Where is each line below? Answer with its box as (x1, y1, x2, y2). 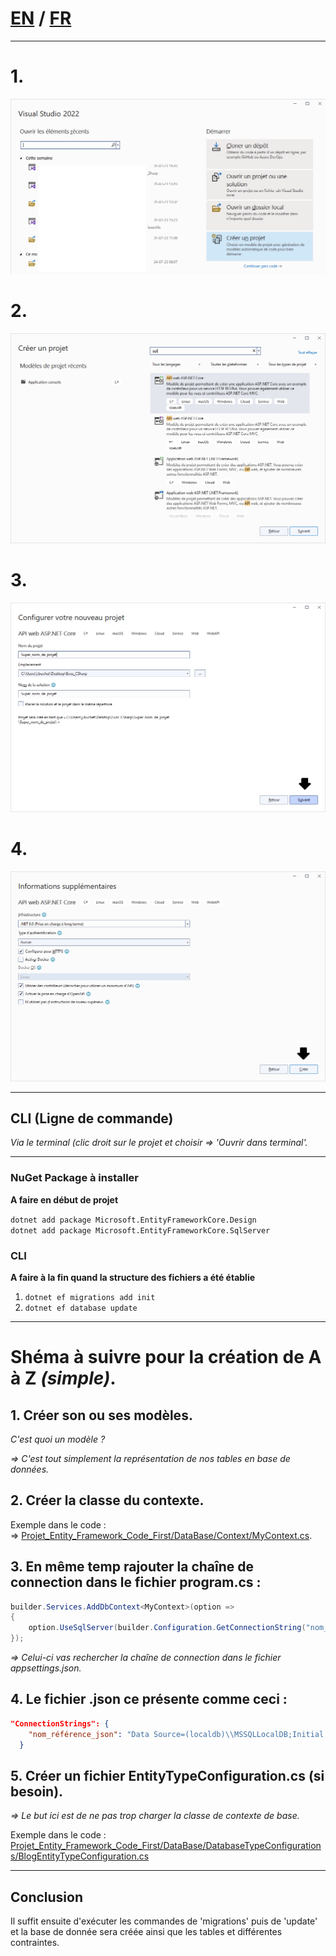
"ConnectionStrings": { (10, 1718, 110, 1729)
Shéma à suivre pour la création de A (10, 1346, 322, 1369)
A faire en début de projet (10, 1193, 119, 1206)
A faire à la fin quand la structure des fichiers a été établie (10, 1271, 256, 1283)
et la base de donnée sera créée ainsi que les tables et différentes (10, 1926, 283, 1938)
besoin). (10, 1783, 64, 1800)
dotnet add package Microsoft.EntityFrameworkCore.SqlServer (10, 1225, 271, 1236)
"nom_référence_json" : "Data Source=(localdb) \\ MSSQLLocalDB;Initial (28, 1729, 325, 1739)
